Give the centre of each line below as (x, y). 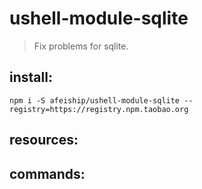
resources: (44, 140)
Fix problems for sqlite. (81, 46)
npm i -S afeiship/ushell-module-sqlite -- (101, 100)
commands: (47, 173)
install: (31, 77)
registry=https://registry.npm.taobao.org (99, 109)
